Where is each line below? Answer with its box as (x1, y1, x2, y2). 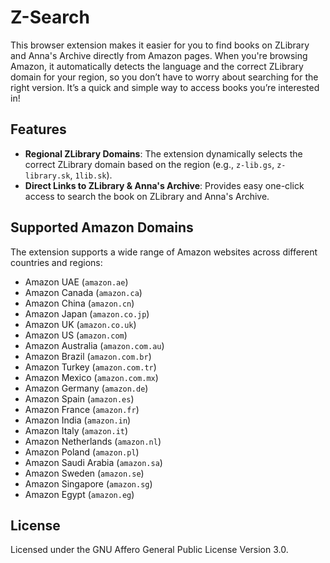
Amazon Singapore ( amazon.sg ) (24, 477, 153, 490)
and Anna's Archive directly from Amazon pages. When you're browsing (10, 49, 308, 61)
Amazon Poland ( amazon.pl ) (24, 446, 140, 458)
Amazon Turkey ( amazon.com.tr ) (24, 361, 157, 373)
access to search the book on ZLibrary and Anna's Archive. (24, 190, 270, 202)
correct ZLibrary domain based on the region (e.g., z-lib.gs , (24, 158, 275, 170)
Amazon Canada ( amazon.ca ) (24, 286, 143, 298)
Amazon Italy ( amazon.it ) (24, 424, 129, 436)
